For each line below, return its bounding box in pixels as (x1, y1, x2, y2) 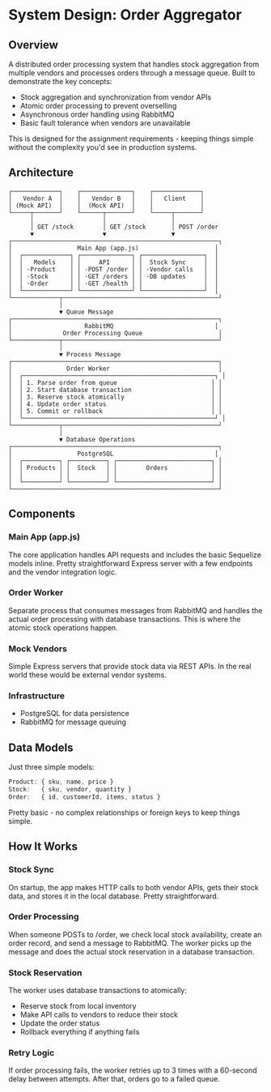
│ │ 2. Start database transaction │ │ (8, 386, 222, 394)
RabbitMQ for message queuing (19, 717, 127, 727)
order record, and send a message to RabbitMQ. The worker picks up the (8, 938, 252, 948)
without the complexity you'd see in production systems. (8, 143, 197, 151)
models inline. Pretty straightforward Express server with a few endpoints (8, 558, 253, 568)
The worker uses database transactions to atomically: (8, 986, 188, 996)
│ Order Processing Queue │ (8, 329, 222, 337)
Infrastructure (8, 690, 66, 702)
